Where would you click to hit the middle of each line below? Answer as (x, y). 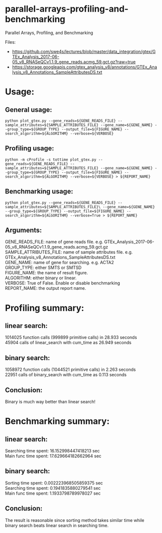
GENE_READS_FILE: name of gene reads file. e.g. (54, 242)
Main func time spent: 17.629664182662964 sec (53, 456)
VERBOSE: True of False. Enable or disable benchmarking (63, 283)
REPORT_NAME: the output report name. (46, 288)
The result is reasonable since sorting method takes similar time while (75, 520)
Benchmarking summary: (57, 421)
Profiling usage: (30, 148)
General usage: (29, 109)
